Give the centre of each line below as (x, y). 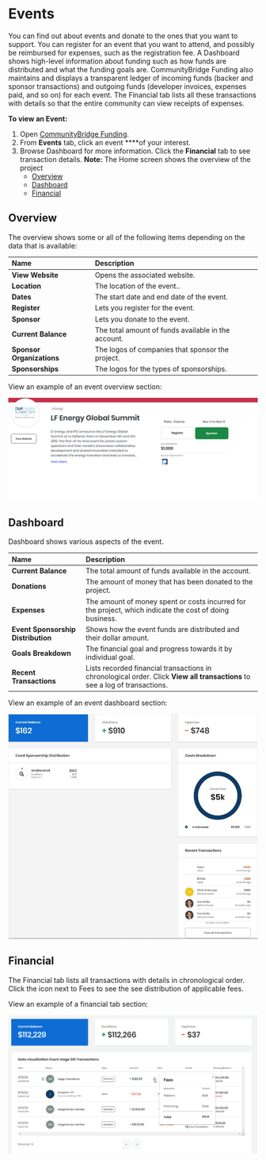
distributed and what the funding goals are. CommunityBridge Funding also (131, 69)
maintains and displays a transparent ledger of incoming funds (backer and (131, 78)
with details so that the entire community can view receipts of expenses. (126, 103)
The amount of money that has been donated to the (169, 582)
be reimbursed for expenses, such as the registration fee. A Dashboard (124, 52)
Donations (29, 586)
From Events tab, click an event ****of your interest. (105, 142)
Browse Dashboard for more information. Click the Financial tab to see (135, 151)
